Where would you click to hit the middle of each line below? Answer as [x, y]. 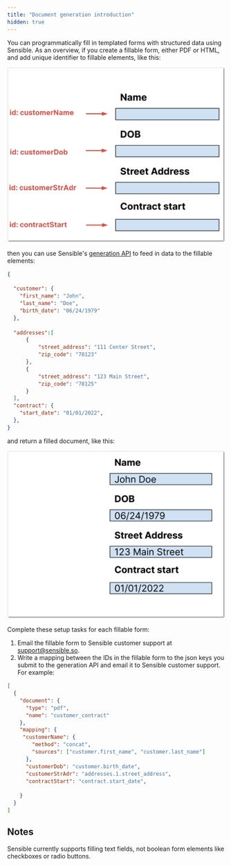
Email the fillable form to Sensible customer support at [94, 643]
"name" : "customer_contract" [67, 715]
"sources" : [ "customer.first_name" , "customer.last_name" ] [119, 752]
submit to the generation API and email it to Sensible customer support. [119, 665]
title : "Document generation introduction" [71, 15]
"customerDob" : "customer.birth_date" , [83, 766]
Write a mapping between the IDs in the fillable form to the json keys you [121, 658]
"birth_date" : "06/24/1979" [60, 311]
